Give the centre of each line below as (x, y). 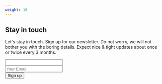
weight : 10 (16, 10)
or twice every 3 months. (31, 52)
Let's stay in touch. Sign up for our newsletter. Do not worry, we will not (78, 42)
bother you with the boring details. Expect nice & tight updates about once (81, 47)
